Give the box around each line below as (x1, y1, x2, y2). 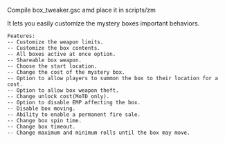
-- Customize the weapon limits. (7, 39, 104, 46)
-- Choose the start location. (7, 63, 98, 70)
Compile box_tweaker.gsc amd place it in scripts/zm (7, 6, 156, 14)
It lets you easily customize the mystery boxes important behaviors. (7, 19, 200, 27)
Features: (7, 32, 36, 39)
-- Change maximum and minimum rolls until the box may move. (7, 129, 190, 136)
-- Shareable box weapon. (7, 57, 82, 64)
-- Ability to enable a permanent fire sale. (7, 111, 141, 118)
